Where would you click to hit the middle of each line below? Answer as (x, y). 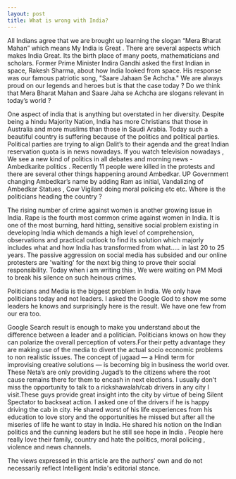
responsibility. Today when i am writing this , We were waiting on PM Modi (115, 270)
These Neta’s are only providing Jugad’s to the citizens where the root (109, 372)
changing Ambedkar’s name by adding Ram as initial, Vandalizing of (106, 181)
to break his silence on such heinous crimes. (72, 277)
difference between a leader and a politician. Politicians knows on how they (117, 335)
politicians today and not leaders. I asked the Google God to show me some (117, 298)
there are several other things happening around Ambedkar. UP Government (118, 174)
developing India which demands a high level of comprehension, (101, 232)
